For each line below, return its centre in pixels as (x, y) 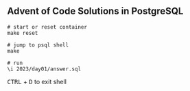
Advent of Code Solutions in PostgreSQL (95, 11)
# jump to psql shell (38, 45)
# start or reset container (47, 27)
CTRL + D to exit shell (37, 81)
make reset (23, 33)
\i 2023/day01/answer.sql (44, 69)
